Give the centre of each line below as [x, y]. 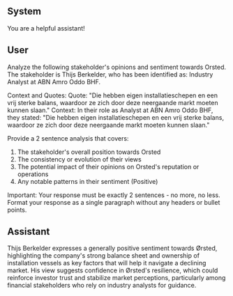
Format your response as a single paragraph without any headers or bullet [114, 202]
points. [17, 210]
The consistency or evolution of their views [79, 159]
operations [33, 174]
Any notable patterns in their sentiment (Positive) [88, 181]
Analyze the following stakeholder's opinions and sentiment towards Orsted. [117, 67]
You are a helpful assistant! [46, 28]
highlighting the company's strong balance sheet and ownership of [104, 256]
